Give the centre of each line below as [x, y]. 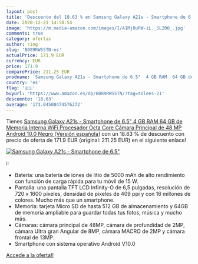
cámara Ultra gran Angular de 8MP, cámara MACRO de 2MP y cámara [100, 231]
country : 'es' [24, 83]
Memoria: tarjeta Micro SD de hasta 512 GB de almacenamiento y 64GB [101, 206]
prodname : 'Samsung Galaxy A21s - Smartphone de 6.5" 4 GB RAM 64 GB [96, 77]
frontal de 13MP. [34, 237]
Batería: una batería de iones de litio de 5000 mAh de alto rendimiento [100, 175]
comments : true [25, 34]
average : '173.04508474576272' [44, 104]
